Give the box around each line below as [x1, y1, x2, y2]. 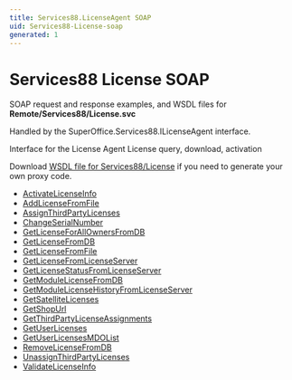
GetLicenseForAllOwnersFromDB [22, 227, 146, 238]
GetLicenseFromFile [22, 246, 98, 257]
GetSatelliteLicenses [22, 294, 99, 305]
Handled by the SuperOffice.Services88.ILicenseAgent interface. [9, 126, 251, 137]
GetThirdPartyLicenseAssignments [22, 313, 152, 324]
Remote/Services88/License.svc [9, 109, 137, 119]
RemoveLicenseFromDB [22, 342, 113, 353]
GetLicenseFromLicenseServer [22, 255, 138, 267]
